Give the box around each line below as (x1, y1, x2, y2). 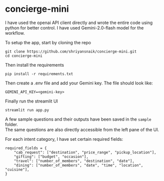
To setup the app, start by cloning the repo (5, 39, 92, 45)
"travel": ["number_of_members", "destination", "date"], (14, 158, 135, 163)
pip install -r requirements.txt (5, 71, 73, 77)
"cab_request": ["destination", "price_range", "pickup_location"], (14, 150, 157, 155)
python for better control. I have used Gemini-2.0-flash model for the (5, 25, 144, 30)
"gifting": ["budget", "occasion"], (14, 154, 89, 159)
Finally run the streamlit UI (5, 98, 58, 104)
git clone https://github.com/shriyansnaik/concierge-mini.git (5, 49, 137, 54)
